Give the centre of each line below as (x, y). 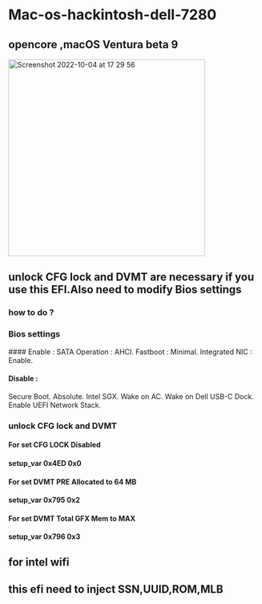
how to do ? (31, 312)
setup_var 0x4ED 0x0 (45, 463)
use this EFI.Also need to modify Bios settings (125, 290)
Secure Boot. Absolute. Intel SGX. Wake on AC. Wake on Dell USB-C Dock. (131, 396)
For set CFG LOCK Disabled (55, 445)
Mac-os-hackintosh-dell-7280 (113, 15)
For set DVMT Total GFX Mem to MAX (72, 518)
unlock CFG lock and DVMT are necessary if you (131, 278)
